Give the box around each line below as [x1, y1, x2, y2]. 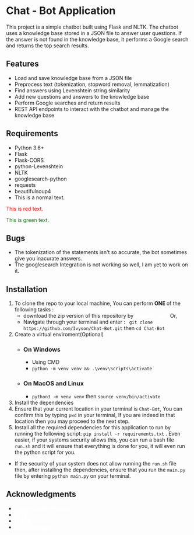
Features [6, 59, 39, 69]
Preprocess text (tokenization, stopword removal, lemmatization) [14, 81, 170, 88]
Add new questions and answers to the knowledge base [14, 93, 150, 100]
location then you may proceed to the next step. [14, 418, 130, 425]
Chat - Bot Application [6, 4, 116, 18]
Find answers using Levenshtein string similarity [14, 86, 130, 94]
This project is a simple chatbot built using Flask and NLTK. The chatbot [6, 23, 179, 30]
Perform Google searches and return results [14, 99, 121, 106]
